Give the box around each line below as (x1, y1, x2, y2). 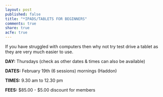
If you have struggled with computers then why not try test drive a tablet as (5, 44, 159, 49)
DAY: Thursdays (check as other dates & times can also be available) (5, 59, 146, 64)
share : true (5, 26, 30, 31)
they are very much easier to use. (5, 49, 74, 55)
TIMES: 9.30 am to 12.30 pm (5, 77, 63, 83)
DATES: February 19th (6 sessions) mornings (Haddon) (5, 68, 117, 74)
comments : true (5, 21, 37, 26)
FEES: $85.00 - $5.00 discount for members (5, 87, 95, 93)
